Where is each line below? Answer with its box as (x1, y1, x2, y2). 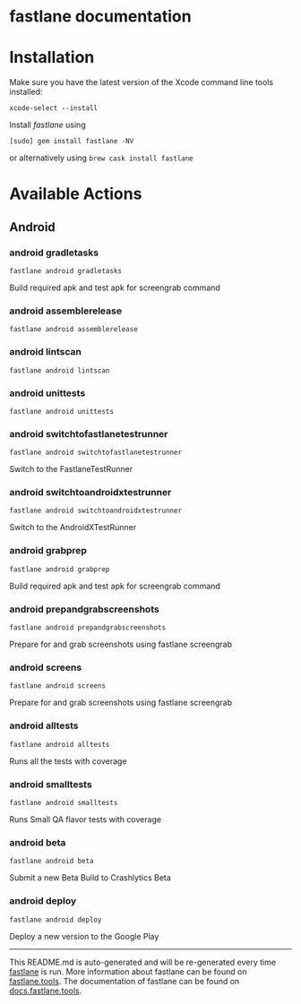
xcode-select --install (9, 104, 99, 113)
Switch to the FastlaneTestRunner (9, 464, 133, 475)
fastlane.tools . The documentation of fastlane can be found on (9, 975, 240, 986)
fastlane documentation (9, 6, 192, 27)
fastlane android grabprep (9, 564, 110, 574)
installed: (9, 87, 43, 98)
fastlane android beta (9, 857, 94, 866)
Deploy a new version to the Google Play (9, 931, 159, 941)
